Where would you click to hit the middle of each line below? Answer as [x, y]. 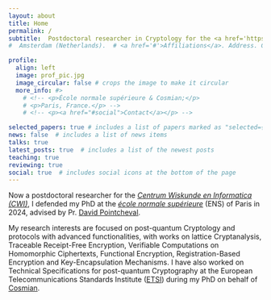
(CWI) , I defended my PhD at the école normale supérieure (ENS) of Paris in [134, 204]
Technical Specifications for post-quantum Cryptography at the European [131, 271]
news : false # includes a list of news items [88, 135]
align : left [36, 68]
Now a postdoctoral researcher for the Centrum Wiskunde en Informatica [130, 195]
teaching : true [34, 157]
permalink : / [30, 31]
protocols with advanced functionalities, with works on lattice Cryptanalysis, [135, 237]
